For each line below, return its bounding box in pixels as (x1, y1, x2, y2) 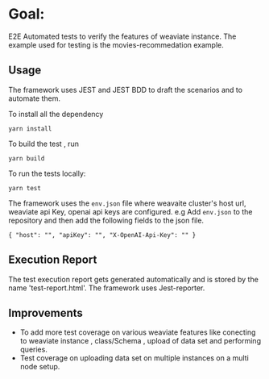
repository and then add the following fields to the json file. (8, 215, 204, 225)
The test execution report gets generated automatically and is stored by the (8, 274, 259, 284)
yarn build (8, 154, 45, 162)
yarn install (8, 124, 52, 133)
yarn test (8, 184, 42, 192)
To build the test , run (8, 139, 79, 148)
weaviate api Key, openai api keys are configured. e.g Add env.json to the (8, 206, 253, 216)
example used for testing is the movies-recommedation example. (8, 40, 224, 49)
